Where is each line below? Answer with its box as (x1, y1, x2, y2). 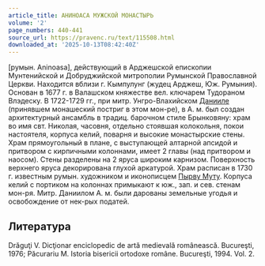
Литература (8, 219, 71, 233)
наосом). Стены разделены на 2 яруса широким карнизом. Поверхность (8, 155, 256, 164)
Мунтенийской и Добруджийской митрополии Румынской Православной (8, 71, 257, 81)
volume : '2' (8, 19, 47, 27)
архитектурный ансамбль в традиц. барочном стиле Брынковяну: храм (8, 113, 251, 122)
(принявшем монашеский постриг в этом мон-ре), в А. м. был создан (8, 104, 245, 114)
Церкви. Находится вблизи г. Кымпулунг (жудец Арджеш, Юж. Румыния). (8, 80, 258, 89)
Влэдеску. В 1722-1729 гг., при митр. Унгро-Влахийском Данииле (8, 96, 229, 106)
